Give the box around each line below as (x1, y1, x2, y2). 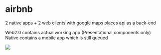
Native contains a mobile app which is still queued (5, 35, 108, 41)
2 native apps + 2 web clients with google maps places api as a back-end (5, 20, 156, 26)
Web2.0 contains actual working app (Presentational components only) (5, 29, 151, 35)
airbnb (5, 3, 33, 15)
